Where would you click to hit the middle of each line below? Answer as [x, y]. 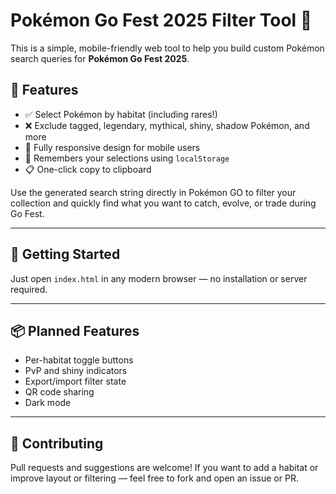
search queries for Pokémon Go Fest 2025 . [100, 58]
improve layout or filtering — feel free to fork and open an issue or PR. [154, 478]
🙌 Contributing [57, 443]
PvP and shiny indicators [76, 371]
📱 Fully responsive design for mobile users [112, 147]
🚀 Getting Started [65, 254]
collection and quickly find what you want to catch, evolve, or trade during [163, 203]
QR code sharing [59, 392]
